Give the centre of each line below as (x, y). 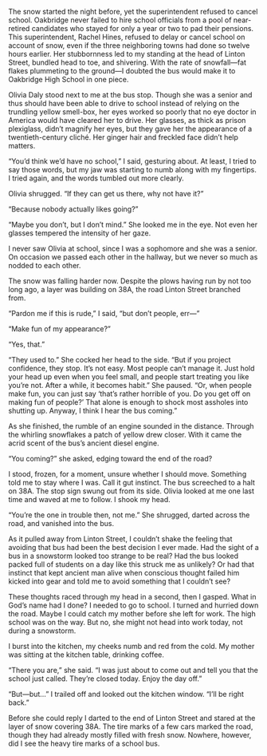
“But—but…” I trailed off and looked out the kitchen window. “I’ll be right (126, 694)
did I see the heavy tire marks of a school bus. (84, 743)
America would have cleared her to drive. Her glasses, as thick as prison (127, 120)
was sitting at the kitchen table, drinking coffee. (86, 655)
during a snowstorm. (42, 631)
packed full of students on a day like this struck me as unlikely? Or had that (132, 564)
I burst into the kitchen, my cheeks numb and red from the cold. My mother (132, 646)
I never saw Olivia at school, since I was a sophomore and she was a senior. (133, 248)
